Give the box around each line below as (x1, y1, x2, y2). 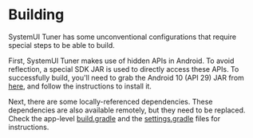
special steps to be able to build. (8, 40, 115, 49)
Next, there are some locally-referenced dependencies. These (8, 97, 213, 106)
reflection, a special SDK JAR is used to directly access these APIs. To (8, 64, 239, 73)
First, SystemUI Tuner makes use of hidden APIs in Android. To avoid (8, 56, 235, 65)
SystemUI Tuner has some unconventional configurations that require (8, 32, 237, 41)
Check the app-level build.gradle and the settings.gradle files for (8, 113, 221, 123)
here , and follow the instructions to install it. (8, 81, 152, 91)
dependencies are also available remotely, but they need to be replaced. (8, 105, 246, 115)
